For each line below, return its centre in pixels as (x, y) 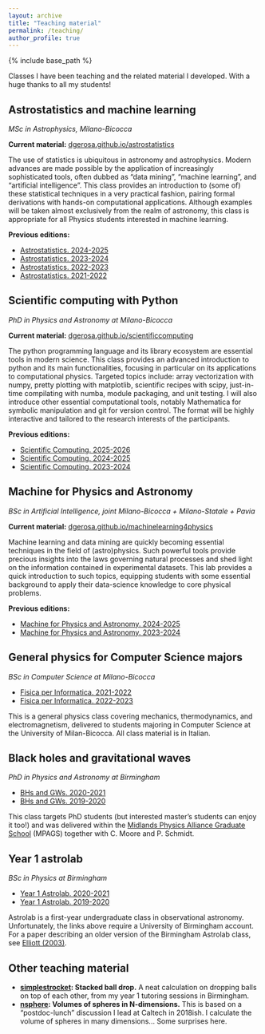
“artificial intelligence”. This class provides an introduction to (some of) (125, 185)
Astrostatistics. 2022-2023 (64, 267)
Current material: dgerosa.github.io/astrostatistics (91, 145)
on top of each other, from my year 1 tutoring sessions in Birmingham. (134, 996)
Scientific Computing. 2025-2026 (75, 450)
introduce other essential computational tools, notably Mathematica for (125, 402)
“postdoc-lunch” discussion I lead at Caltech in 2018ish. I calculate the (136, 1012)
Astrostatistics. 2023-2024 (64, 259)
